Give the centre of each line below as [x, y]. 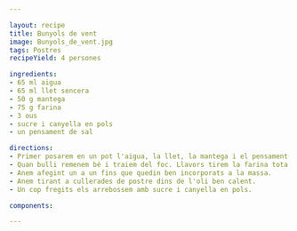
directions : [31, 148]
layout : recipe [37, 25]
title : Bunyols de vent [53, 33]
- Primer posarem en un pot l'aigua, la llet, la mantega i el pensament [149, 156]
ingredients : [33, 75]
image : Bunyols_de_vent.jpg [61, 42]
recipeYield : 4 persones [55, 59]
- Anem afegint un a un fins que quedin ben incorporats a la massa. [141, 173]
